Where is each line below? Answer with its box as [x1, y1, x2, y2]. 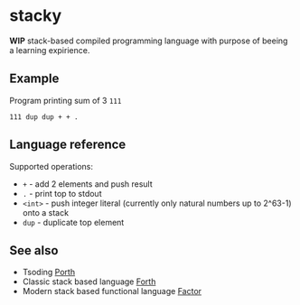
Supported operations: [9, 161, 93, 171]
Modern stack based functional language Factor [22, 286, 202, 297]
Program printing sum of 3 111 [9, 95, 122, 106]
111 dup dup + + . [9, 112, 79, 122]
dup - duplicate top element [22, 217, 125, 227]
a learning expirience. [9, 44, 90, 55]
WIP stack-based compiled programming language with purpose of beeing [9, 35, 288, 46]
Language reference [9, 137, 127, 152]
